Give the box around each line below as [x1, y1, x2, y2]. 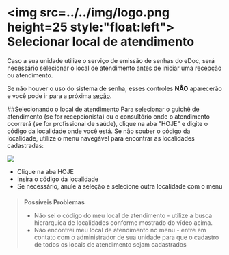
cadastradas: [7, 141, 44, 149]
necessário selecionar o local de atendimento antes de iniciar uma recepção [7, 64, 222, 72]
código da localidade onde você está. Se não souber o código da [7, 127, 191, 135]
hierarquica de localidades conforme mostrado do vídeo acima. [33, 218, 213, 227]
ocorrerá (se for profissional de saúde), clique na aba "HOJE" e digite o [7, 119, 208, 127]
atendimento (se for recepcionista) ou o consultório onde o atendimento [7, 112, 211, 121]
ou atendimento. [7, 71, 53, 80]
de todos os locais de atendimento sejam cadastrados [33, 240, 187, 248]
